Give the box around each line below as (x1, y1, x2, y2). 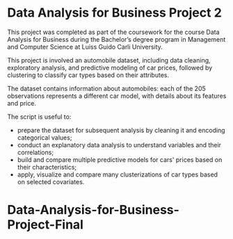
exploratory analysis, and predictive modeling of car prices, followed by (7, 63, 213, 72)
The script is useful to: (7, 113, 72, 121)
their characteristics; (17, 163, 77, 171)
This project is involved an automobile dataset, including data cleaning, (7, 56, 211, 64)
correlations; (17, 148, 54, 156)
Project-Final (7, 217, 83, 233)
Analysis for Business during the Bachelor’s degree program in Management (7, 35, 226, 43)
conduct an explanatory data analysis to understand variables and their (17, 140, 221, 149)
